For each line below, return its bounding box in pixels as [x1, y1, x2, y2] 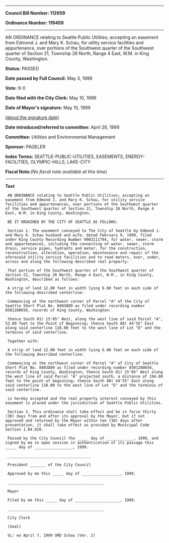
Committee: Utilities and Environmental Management [5, 134, 116, 140]
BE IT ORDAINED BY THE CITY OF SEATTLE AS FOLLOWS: [7, 220, 118, 225]
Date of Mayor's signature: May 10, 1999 [5, 104, 91, 111]
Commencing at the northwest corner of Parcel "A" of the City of [7, 299, 150, 304]
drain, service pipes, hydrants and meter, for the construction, [5, 246, 147, 251]
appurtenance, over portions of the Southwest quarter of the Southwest [5, 45, 154, 51]
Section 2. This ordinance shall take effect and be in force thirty [7, 409, 156, 414]
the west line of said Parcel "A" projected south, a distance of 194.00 [5, 374, 163, 379]
